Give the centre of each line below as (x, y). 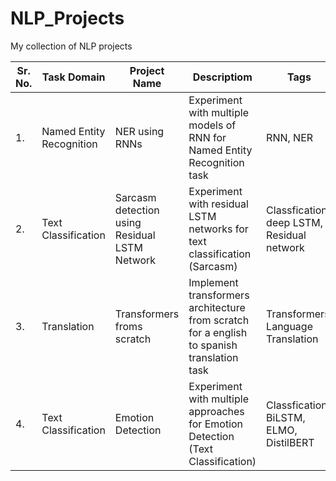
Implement (213, 282)
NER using (139, 131)
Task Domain (73, 77)
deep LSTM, (294, 222)
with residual (218, 204)
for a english (218, 332)
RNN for (207, 137)
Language (289, 326)
